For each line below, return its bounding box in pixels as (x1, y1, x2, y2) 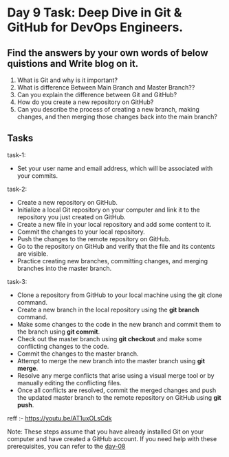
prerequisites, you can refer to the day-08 (7, 442, 126, 450)
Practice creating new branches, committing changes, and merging (17, 256, 208, 265)
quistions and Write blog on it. (7, 57, 139, 70)
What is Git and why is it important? (17, 76, 118, 84)
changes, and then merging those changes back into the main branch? (17, 112, 218, 121)
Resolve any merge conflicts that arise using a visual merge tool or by (17, 371, 215, 380)
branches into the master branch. (17, 264, 112, 272)
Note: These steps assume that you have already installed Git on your (7, 427, 204, 436)
